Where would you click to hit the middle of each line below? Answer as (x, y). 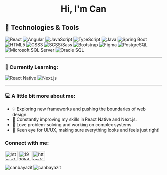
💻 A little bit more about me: (40, 96)
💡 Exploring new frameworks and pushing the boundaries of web (79, 109)
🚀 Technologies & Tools (42, 28)
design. (20, 114)
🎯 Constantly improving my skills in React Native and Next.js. (75, 119)
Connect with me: (27, 143)
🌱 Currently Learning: (32, 67)
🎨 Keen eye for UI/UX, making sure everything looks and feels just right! (86, 130)
